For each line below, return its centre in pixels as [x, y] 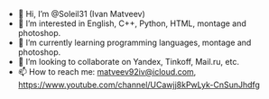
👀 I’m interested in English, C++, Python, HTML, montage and [132, 23]
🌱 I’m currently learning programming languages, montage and [134, 42]
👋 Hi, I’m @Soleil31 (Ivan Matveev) [82, 14]
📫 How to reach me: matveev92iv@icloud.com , [107, 72]
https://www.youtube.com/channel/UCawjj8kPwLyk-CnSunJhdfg [139, 85]
